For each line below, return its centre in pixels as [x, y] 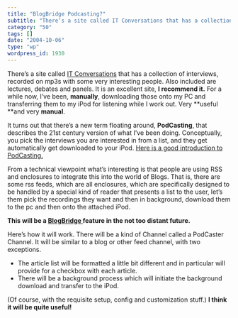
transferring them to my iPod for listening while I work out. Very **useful [113, 104]
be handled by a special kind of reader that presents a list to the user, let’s [115, 192]
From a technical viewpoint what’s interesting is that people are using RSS [115, 169]
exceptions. [24, 249]
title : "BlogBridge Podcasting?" [57, 14]
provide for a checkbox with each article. [77, 270]
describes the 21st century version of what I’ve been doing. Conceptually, [115, 133]
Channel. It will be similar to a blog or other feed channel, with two [104, 241]
